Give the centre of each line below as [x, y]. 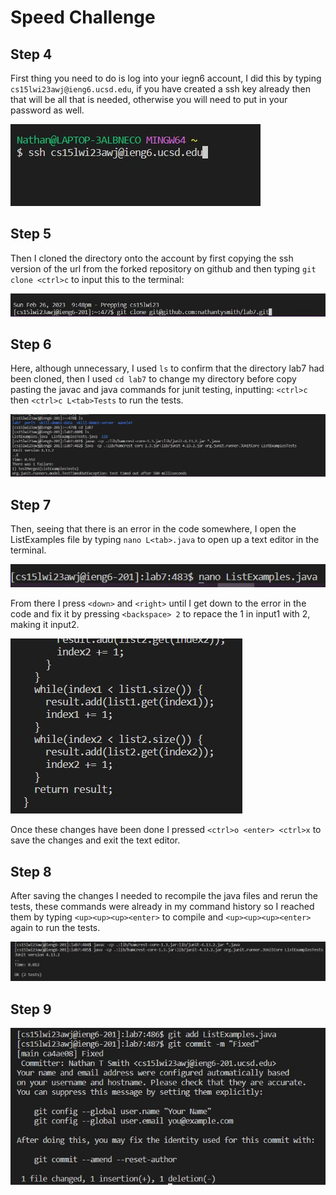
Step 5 [31, 234]
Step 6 [31, 344]
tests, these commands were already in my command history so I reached [162, 907]
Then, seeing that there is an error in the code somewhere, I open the [153, 529]
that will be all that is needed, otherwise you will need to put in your [149, 99]
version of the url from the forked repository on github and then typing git [163, 268]
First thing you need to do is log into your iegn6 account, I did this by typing [166, 78]
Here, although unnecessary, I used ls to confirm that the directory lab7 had [167, 368]
